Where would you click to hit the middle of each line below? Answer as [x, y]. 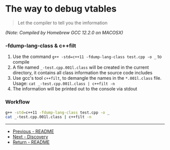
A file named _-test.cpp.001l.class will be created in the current [81, 67]
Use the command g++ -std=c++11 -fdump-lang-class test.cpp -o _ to [87, 57]
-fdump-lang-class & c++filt [41, 45]
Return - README [31, 142]
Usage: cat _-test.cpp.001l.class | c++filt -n [64, 83]
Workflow [18, 102]
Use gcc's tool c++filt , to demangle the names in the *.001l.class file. [87, 78]
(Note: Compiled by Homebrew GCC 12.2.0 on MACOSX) [64, 32]
